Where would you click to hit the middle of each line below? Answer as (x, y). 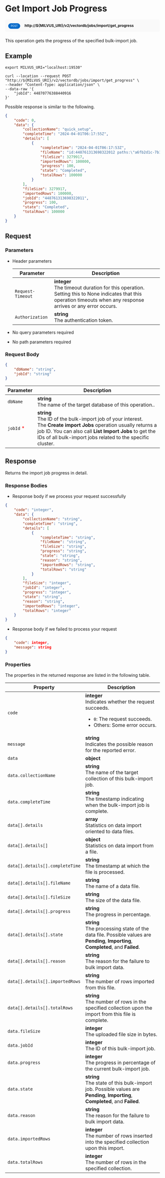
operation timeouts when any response (99, 300)
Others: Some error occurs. (125, 725)
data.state (20, 1089)
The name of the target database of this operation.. (96, 405)
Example (19, 56)
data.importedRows (29, 1139)
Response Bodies (26, 486)
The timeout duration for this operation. (99, 287)
